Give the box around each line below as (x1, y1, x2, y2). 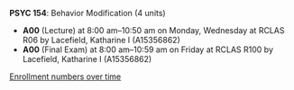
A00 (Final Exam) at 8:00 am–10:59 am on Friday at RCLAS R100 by (22, 44, 273, 55)
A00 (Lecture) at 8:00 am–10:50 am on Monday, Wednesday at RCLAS (22, 25, 285, 35)
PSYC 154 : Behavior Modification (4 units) (9, 8, 166, 18)
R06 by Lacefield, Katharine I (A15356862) (22, 35, 180, 45)
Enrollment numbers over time (9, 71, 122, 82)
